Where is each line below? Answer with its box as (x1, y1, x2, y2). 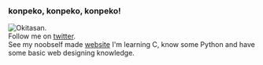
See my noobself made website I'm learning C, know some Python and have (8, 40, 256, 49)
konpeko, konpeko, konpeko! (8, 5, 121, 16)
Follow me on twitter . (8, 31, 76, 41)
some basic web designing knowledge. (8, 49, 135, 58)
